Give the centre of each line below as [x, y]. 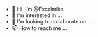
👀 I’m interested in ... [37, 15]
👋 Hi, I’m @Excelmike [38, 9]
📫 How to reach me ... [39, 28]
